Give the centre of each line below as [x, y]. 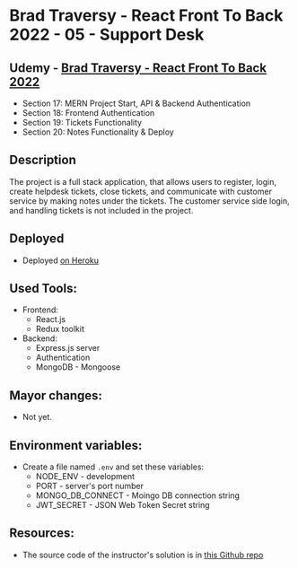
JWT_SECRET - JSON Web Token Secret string [123, 505]
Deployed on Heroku [60, 260]
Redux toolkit [60, 329]
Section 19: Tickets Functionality [82, 123]
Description [43, 160]
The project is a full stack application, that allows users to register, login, [143, 181]
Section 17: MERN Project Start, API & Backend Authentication [136, 103]
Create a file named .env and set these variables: [113, 467]
